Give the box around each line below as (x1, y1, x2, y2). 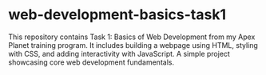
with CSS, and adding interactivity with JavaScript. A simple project (8, 49, 230, 58)
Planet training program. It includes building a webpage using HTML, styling (8, 40, 258, 49)
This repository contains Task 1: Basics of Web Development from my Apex (8, 32, 256, 41)
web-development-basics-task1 (8, 6, 226, 24)
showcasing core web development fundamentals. (8, 57, 174, 67)
